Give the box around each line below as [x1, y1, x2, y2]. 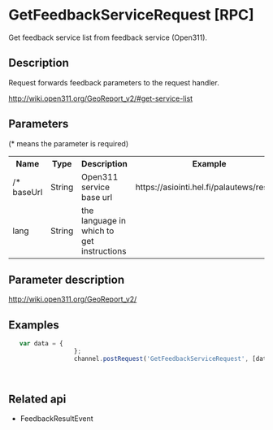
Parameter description [8, 272, 124, 286]
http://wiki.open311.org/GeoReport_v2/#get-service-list [8, 93, 193, 103]
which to [80, 225, 115, 237]
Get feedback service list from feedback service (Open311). [8, 33, 208, 42]
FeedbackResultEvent [19, 414, 93, 423]
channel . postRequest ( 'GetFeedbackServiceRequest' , [73, 354, 249, 363]
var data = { [19, 340, 63, 348]
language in [80, 215, 126, 226]
